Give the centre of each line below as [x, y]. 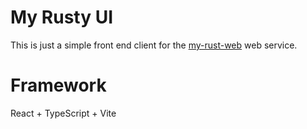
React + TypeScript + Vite [63, 113]
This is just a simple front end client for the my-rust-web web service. [154, 45]
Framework [58, 85]
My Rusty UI [62, 17]
